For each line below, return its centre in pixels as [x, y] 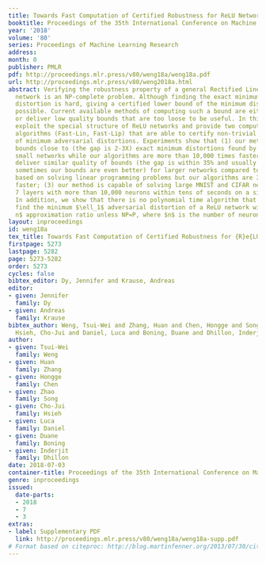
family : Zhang [38, 370]
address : [23, 52]
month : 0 [23, 60]
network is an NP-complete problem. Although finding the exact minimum [138, 97]
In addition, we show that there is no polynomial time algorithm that [136, 200]
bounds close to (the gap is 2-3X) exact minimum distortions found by [136, 148]
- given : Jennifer [38, 296]
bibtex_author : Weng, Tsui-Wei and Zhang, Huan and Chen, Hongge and [125, 325]
